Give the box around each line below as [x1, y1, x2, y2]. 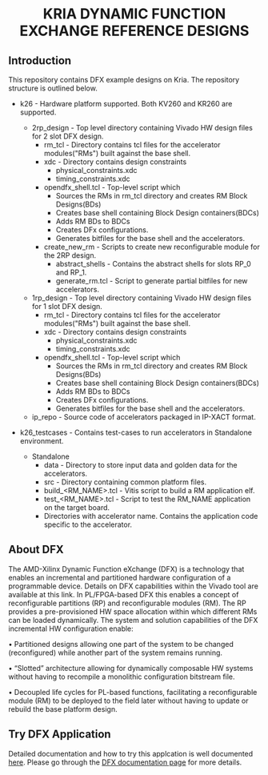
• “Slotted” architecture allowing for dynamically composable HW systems [8, 663, 254, 673]
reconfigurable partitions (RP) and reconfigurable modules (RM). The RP [8, 598, 246, 608]
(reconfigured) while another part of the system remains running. [8, 648, 222, 657]
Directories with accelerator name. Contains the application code [43, 512, 258, 520]
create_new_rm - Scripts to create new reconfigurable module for [43, 242, 260, 251]
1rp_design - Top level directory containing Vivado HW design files [31, 293, 252, 303]
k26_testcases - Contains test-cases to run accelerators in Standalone [19, 428, 252, 437]
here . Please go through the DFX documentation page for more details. [8, 757, 242, 767]
